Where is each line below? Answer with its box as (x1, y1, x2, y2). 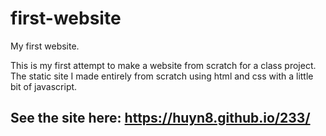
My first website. (10, 40, 80, 52)
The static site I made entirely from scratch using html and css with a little (10, 70, 314, 82)
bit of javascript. (10, 80, 78, 92)
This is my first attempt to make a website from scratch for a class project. (10, 59, 317, 71)
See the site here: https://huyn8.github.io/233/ (10, 110, 311, 127)
